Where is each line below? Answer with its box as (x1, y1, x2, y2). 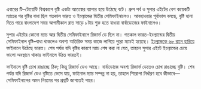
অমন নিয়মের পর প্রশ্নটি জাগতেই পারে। (31, 76, 97, 84)
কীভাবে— (163, 70, 181, 77)
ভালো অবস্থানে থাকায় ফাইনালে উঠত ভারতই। (6, 51, 83, 58)
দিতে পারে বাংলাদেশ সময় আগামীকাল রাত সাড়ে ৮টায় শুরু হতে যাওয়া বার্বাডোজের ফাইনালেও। (6, 19, 162, 26)
